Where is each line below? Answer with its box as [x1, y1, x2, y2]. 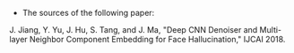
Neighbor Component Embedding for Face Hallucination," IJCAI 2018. [30, 34, 286, 44]
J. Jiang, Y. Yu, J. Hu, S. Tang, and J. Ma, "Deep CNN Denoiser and [9, 25, 258, 34]
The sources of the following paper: [22, 8, 155, 18]
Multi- [259, 25, 282, 34]
